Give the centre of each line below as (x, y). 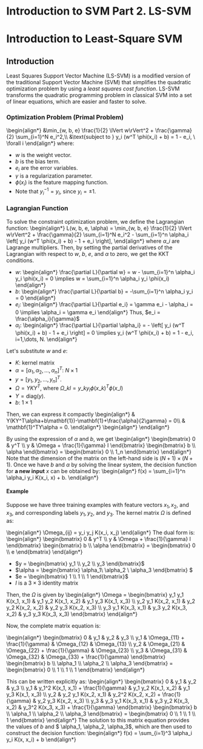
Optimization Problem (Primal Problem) (65, 118)
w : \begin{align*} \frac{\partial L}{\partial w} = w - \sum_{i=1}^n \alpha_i (105, 272)
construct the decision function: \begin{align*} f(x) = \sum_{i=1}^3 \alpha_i (99, 733)
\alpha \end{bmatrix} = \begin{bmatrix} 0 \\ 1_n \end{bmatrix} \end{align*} (99, 452)
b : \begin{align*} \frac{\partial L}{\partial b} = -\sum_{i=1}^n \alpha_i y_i (104, 291)
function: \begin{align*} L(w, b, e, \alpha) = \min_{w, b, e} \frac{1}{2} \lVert (99, 228)
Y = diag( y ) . (30, 396)
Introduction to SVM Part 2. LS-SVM (99, 11)
